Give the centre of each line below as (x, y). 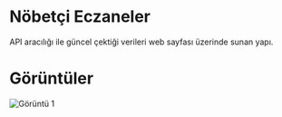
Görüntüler (51, 78)
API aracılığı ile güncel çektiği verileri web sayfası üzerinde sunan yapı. (141, 42)
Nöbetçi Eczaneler (80, 17)
